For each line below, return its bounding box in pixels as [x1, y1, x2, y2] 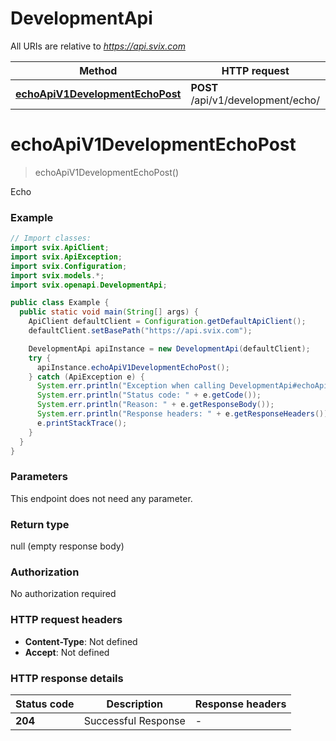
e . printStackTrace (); [36, 418, 128, 428]
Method [79, 63, 118, 77]
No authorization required [10, 588, 117, 600]
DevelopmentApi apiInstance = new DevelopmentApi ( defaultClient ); [28, 343, 311, 354]
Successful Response [83, 713, 186, 727]
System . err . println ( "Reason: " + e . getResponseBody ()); [36, 400, 275, 410]
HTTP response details [10, 671, 124, 685]
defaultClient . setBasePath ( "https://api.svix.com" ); [28, 326, 253, 336]
